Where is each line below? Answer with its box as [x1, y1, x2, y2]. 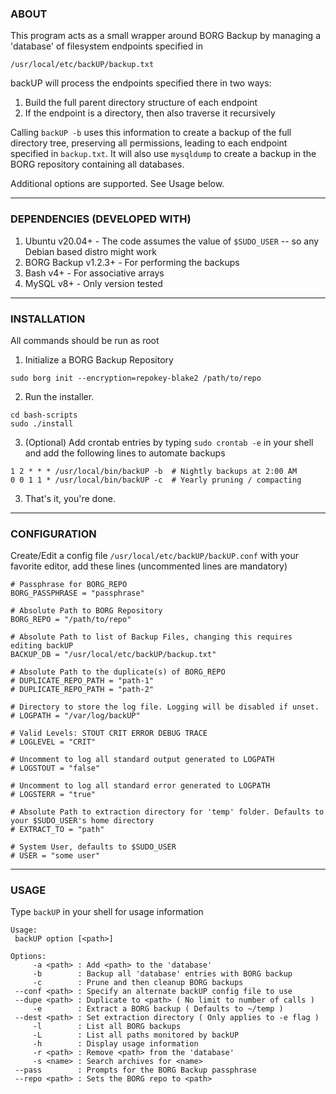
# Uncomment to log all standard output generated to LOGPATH [10, 755, 275, 765]
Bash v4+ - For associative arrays [24, 267, 165, 279]
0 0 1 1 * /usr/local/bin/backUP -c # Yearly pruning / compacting [10, 475, 302, 485]
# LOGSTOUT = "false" [10, 763, 101, 774]
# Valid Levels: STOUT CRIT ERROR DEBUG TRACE [10, 728, 208, 739]
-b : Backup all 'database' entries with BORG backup [32, 969, 293, 979]
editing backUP [10, 641, 74, 651]
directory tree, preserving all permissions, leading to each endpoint [10, 137, 288, 149]
